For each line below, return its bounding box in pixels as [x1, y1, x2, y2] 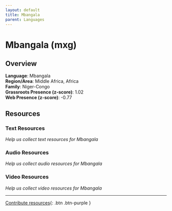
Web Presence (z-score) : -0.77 [5, 95, 73, 101]
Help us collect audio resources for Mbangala [5, 160, 102, 167]
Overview [5, 59, 37, 68]
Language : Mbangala [5, 73, 51, 79]
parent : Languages [5, 17, 45, 22]
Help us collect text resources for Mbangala [5, 136, 98, 143]
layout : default [5, 7, 40, 13]
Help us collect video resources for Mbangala [5, 185, 102, 191]
